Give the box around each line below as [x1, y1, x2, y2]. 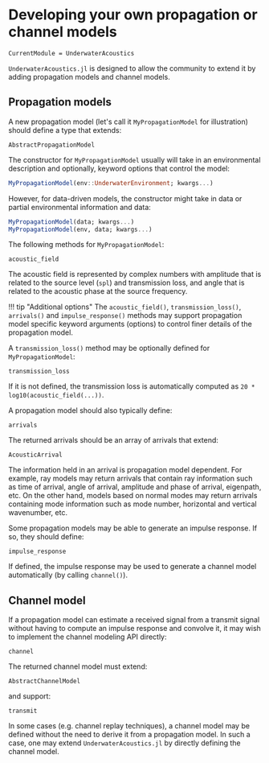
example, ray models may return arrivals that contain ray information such [8, 473, 253, 484]
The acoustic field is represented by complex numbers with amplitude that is [8, 270, 262, 279]
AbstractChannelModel [8, 678, 81, 686]
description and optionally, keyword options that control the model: [8, 163, 230, 173]
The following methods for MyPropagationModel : [8, 240, 165, 250]
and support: [8, 691, 51, 701]
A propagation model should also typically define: [8, 406, 173, 415]
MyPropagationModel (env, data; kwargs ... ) [8, 225, 153, 233]
